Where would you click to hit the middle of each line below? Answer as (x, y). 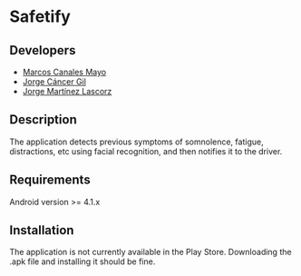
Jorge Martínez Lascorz (67, 91)
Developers (43, 50)
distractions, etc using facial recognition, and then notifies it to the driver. (146, 151)
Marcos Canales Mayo (64, 72)
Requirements (50, 180)
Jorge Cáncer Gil (54, 82)
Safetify (40, 17)
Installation (42, 230)
